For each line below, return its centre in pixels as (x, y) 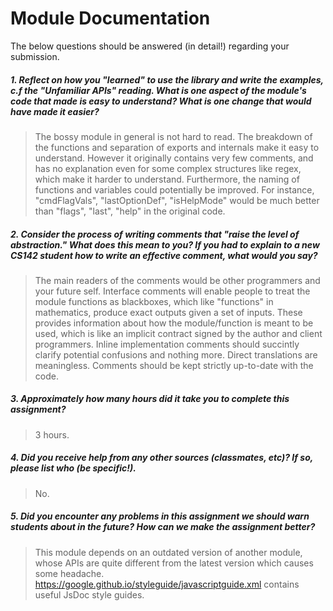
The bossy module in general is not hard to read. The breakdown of (173, 136)
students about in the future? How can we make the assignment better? (163, 527)
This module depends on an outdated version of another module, (168, 552)
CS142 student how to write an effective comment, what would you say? (164, 255)
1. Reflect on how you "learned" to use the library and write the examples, (167, 79)
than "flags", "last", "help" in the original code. (130, 211)
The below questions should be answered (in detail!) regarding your (150, 46)
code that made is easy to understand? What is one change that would (161, 101)
